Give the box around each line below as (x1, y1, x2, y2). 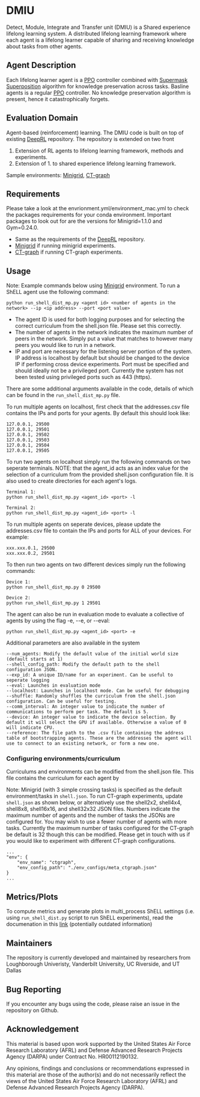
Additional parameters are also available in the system (6, 639, 140, 646)
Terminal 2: (6, 505, 36, 511)
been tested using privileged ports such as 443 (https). (14, 373, 152, 381)
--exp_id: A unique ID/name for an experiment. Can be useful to (6, 672, 173, 678)
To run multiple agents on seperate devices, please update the (6, 520, 161, 528)
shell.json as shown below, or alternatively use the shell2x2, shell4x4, (6, 799, 182, 806)
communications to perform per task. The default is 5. (6, 709, 149, 715)
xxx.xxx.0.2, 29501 (6, 551, 55, 557)
